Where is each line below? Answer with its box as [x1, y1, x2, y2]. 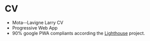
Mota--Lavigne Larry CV [12, 19, 64, 25]
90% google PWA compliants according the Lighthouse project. [12, 30, 145, 36]
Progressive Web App [12, 24, 58, 30]
